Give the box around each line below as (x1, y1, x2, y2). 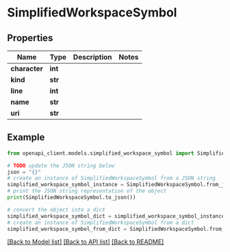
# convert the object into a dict (7, 206, 106, 213)
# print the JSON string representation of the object (7, 188, 167, 194)
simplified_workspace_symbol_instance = (7, 181, 125, 188)
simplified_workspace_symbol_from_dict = (7, 225, 127, 232)
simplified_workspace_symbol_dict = (7, 212, 112, 220)
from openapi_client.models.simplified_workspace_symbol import (7, 149, 194, 157)
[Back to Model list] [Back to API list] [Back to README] (7, 238, 164, 246)
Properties (7, 32, 53, 44)
